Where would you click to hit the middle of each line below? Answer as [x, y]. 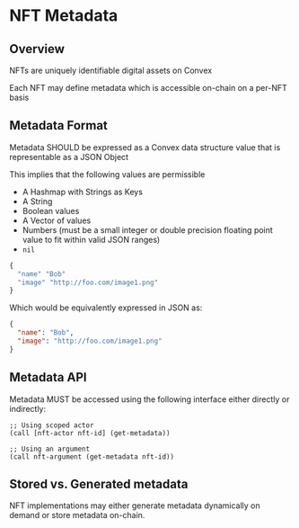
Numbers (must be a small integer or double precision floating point [148, 229]
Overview [37, 49]
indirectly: [28, 408]
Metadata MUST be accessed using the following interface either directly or [149, 399]
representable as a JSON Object [69, 157]
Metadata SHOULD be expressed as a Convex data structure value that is [145, 147]
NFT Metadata [64, 16]
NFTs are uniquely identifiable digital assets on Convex [111, 70]
